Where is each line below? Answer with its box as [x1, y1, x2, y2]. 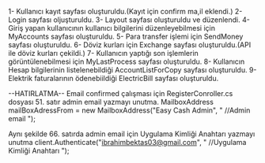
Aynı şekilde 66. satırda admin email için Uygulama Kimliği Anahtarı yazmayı [8, 129, 256, 139]
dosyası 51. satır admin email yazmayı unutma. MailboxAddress [8, 98, 214, 106]
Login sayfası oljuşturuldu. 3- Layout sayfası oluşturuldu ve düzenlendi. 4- [8, 15, 251, 24]
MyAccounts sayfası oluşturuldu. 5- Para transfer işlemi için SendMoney [8, 31, 244, 41]
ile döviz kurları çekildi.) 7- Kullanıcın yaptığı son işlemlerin [8, 49, 199, 57]
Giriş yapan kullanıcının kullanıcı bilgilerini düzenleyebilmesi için [8, 24, 216, 32]
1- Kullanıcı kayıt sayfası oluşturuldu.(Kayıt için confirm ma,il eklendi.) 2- [8, 7, 243, 16]
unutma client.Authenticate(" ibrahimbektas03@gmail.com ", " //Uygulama [8, 138, 247, 146]
